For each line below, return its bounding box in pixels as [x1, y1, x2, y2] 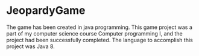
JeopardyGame [6, 4, 86, 17]
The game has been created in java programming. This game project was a [6, 23, 193, 31]
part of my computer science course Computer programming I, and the [6, 30, 183, 37]
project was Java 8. [6, 43, 55, 50]
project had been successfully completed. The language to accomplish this [6, 36, 193, 43]
